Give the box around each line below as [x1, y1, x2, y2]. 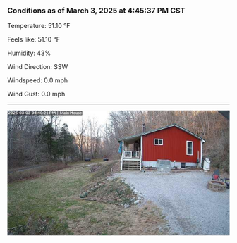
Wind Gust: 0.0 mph [7, 90, 66, 99]
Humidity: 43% [7, 49, 51, 58]
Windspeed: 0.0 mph [7, 76, 68, 85]
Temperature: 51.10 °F [7, 22, 71, 30]
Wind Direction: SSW [7, 63, 68, 71]
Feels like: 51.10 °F [7, 35, 60, 44]
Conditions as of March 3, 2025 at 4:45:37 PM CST [7, 6, 186, 15]
